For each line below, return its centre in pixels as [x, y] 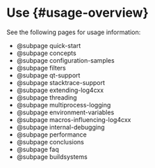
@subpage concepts [47, 53]
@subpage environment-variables [65, 112]
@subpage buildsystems [52, 156]
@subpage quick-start [49, 45]
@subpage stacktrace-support [60, 82]
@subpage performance [52, 135]
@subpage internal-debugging [60, 127]
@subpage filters [41, 68]
